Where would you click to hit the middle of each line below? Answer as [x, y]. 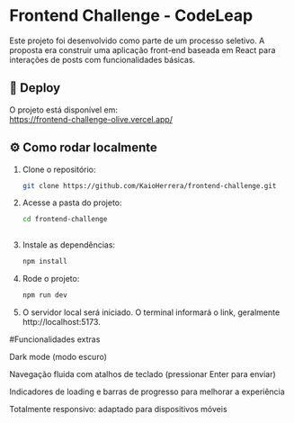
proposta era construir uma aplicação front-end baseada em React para [143, 49]
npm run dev [45, 295]
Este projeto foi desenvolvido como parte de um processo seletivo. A [137, 40]
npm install [45, 262]
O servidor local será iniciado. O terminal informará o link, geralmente [151, 312]
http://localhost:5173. [61, 321]
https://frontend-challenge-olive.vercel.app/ [91, 119]
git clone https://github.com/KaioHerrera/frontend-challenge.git [149, 185]
